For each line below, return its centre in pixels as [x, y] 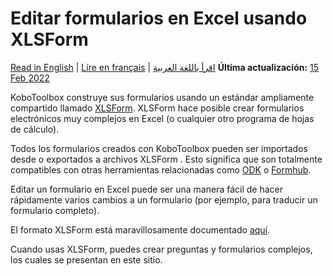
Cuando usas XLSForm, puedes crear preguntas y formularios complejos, [161, 249]
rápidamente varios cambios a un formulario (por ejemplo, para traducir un [164, 199]
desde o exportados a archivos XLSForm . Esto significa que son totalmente [166, 159]
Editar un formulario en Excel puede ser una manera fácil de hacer [146, 189]
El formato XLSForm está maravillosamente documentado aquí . [140, 229]
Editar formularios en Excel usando [159, 18]
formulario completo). [55, 210]
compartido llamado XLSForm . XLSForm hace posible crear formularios [157, 108]
